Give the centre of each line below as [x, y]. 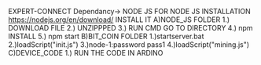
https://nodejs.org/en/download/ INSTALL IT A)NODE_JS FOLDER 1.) [119, 20]
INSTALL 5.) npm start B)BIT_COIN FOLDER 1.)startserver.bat [106, 36]
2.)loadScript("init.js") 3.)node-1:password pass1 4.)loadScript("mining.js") [129, 45]
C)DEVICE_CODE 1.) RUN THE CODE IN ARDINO [86, 53]
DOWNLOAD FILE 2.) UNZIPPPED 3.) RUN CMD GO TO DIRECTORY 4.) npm [130, 28]
